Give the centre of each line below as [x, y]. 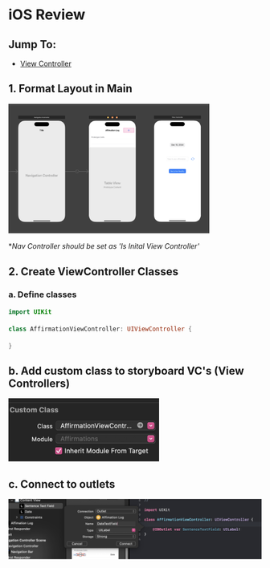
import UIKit [30, 312]
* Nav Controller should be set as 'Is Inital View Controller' [104, 246]
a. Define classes [43, 294]
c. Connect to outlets [62, 484]
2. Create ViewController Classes [94, 272]
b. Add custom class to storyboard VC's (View [126, 371]
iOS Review [47, 15]
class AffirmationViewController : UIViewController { [100, 329]
